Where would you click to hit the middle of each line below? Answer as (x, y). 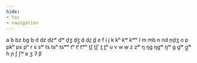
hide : (13, 12)
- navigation (22, 23)
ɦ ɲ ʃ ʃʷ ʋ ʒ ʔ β (24, 53)
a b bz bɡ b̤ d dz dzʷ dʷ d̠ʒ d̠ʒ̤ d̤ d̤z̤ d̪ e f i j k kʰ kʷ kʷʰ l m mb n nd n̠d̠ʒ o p (97, 40)
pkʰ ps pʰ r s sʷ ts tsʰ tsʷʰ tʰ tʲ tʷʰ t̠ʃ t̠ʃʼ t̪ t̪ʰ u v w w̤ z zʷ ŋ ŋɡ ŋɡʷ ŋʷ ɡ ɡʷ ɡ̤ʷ (99, 47)
